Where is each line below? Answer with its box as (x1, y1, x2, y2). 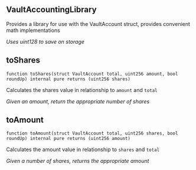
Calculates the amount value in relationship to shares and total (6, 146, 160, 153)
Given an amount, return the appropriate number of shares (6, 97, 150, 105)
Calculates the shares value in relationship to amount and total (6, 86, 158, 93)
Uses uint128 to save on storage (6, 38, 84, 45)
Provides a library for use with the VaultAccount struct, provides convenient (6, 20, 191, 27)
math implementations (6, 27, 60, 34)
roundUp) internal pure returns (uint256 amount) (6, 136, 131, 142)
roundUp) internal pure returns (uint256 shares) (6, 76, 131, 82)
